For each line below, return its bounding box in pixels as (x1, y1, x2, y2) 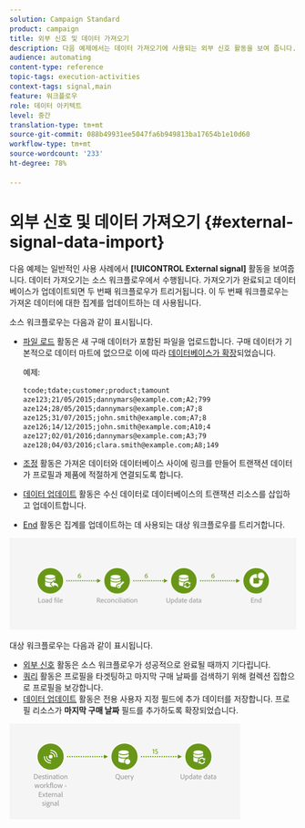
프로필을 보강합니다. (32, 682, 104, 693)
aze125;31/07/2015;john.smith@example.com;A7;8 (22, 413, 207, 423)
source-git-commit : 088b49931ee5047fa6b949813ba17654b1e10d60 (9, 130, 250, 139)
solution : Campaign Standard (9, 15, 120, 24)
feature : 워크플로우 (9, 91, 78, 100)
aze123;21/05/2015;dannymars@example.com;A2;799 (22, 394, 211, 404)
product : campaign (9, 24, 79, 34)
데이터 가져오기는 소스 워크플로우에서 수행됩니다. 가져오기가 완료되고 (28, 274, 272, 285)
